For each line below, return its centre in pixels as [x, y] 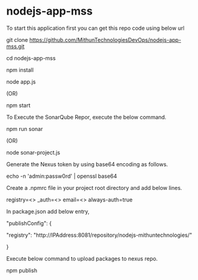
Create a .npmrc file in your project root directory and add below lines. [94, 187]
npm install [20, 70]
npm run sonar [25, 128]
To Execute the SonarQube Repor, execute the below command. [87, 117]
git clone [17, 40]
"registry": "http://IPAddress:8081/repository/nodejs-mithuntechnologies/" [99, 235]
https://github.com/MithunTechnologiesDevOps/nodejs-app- [105, 40]
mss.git [15, 46]
